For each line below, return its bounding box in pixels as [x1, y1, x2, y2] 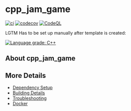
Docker [12, 100, 28, 106]
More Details [5, 71, 46, 80]
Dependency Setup [12, 84, 53, 91]
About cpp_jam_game [5, 54, 76, 63]
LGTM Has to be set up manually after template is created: [5, 30, 126, 36]
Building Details [12, 90, 45, 96]
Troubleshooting [12, 95, 47, 101]
